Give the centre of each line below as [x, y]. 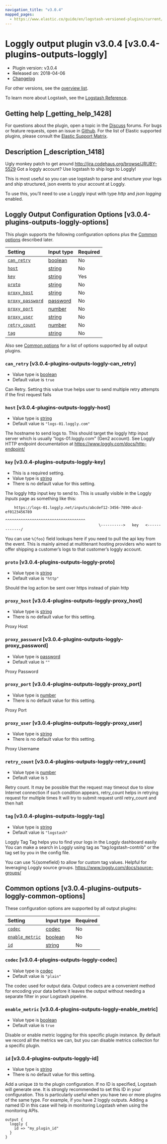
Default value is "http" [36, 578]
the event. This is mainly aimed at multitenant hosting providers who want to [83, 544]
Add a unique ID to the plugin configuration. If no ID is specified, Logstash [81, 1084]
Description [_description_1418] [55, 152]
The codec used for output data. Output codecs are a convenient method [80, 986]
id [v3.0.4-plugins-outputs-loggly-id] [52, 1058]
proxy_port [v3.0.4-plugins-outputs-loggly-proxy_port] [73, 684]
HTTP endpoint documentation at [39, 444]
